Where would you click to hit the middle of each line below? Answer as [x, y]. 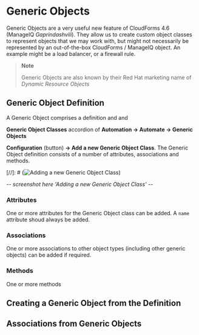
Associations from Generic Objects [74, 324]
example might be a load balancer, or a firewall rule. [71, 54]
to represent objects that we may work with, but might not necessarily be [98, 41]
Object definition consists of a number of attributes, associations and [93, 154]
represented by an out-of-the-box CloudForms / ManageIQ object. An [93, 47]
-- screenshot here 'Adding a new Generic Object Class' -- [80, 184]
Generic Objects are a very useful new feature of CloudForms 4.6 [88, 28]
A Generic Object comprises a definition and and [67, 117]
